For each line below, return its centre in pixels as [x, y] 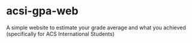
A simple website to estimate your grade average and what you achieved [96, 27]
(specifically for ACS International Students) [61, 33]
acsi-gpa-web [42, 11]
